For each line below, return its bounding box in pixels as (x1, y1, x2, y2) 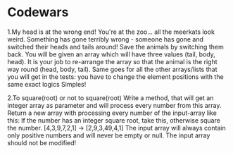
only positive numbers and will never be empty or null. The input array (7, 131, 210, 140)
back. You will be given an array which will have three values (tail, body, (7, 50, 216, 59)
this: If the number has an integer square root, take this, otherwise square (7, 116, 220, 124)
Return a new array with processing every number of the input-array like (7, 109, 217, 117)
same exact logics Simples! (7, 80, 87, 88)
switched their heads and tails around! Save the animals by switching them (7, 42, 224, 51)
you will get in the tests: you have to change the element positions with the (7, 72, 224, 81)
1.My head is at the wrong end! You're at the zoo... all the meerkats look (7, 27, 215, 36)
